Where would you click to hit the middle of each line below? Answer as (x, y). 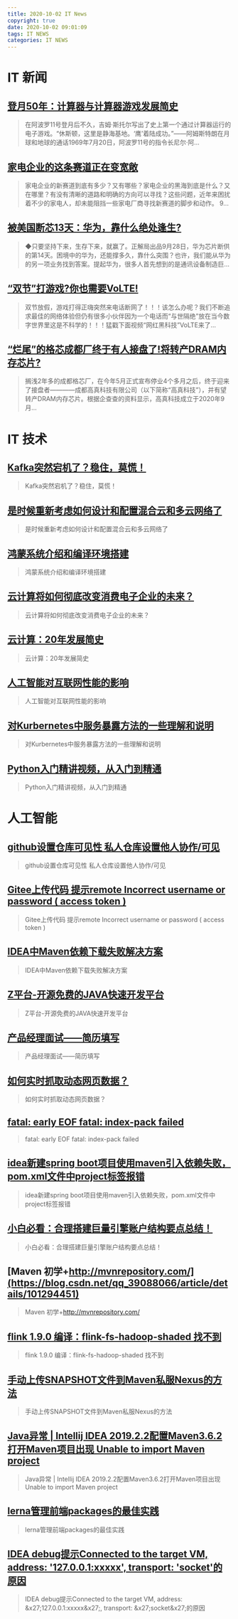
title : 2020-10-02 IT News (47, 14)
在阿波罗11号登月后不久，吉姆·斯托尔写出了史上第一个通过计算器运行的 (128, 124)
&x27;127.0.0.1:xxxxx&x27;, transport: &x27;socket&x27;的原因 (115, 1608)
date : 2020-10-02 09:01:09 (47, 27)
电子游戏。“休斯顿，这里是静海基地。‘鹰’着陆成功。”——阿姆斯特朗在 (124, 134)
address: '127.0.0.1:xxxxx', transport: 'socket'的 (115, 1567)
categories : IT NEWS (38, 41)
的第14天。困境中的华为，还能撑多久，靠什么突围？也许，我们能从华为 (128, 255)
